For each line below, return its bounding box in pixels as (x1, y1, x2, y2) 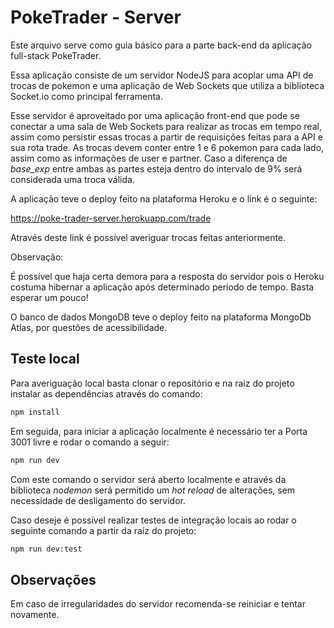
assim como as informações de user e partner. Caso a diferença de (10, 152, 288, 164)
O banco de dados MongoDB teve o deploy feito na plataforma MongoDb (10, 311, 312, 323)
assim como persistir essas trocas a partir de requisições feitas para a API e (10, 131, 323, 143)
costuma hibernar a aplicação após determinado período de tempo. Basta (10, 281, 315, 293)
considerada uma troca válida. (10, 173, 135, 185)
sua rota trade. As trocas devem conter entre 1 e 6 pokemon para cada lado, (10, 141, 325, 153)
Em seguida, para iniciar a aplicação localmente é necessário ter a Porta (10, 425, 308, 437)
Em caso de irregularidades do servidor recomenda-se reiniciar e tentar (10, 598, 306, 610)
